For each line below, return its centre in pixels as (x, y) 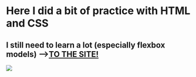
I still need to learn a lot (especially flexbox (86, 45)
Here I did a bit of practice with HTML (98, 11)
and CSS (27, 23)
